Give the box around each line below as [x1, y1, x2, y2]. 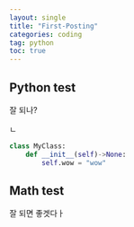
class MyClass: [9, 141, 67, 151]
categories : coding [9, 30, 83, 39]
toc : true [9, 47, 47, 56]
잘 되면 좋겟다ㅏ [9, 208, 66, 219]
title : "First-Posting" [9, 22, 99, 31]
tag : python [9, 38, 54, 48]
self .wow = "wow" [41, 158, 106, 167]
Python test [9, 80, 76, 95]
